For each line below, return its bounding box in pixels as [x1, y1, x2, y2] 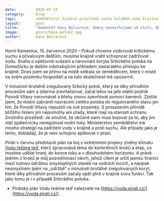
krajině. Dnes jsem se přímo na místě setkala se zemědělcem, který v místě [5, 68, 156, 74]
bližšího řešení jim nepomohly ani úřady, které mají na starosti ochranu [5, 109, 147, 115]
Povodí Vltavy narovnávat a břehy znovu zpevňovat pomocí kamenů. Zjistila [5, 93, 157, 99]
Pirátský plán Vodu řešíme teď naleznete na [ [12, 185, 102, 191]
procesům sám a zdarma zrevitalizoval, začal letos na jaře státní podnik [5, 89, 148, 94]
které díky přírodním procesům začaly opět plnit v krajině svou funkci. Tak [5, 171, 154, 177]
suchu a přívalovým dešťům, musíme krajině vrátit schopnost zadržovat [5, 53, 149, 59]
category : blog [5, 12, 45, 17]
